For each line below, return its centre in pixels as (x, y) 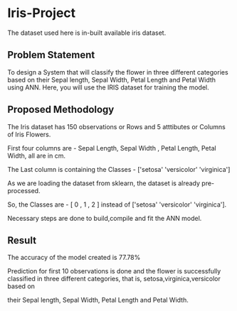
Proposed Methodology (61, 110)
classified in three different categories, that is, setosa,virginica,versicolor (114, 279)
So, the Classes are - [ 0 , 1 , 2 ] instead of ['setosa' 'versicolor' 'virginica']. (117, 204)
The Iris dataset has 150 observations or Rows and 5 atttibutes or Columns (116, 126)
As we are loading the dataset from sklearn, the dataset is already (104, 183)
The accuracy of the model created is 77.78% (74, 258)
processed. (24, 190)
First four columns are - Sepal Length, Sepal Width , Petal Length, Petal (112, 148)
